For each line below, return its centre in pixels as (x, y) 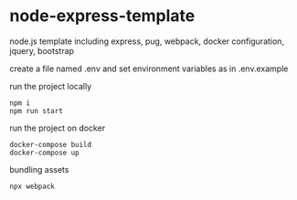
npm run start (37, 111)
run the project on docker (58, 128)
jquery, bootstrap (42, 50)
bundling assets (39, 169)
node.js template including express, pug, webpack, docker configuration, (147, 41)
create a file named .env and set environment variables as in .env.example (149, 68)
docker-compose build (51, 144)
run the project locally (51, 86)
